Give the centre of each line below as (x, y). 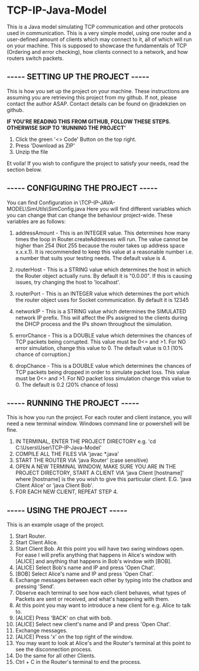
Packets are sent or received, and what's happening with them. (92, 599)
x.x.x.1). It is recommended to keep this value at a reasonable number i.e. (104, 252)
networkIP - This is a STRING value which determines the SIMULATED (101, 311)
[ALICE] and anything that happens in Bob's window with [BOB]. (94, 561)
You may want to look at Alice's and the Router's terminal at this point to (103, 643)
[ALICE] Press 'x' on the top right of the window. (74, 637)
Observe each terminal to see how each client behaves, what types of (100, 593)
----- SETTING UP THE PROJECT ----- (78, 77)
